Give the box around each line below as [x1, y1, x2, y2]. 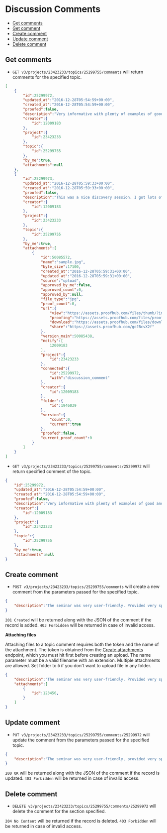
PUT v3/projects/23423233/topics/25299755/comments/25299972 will [12, 731, 150, 737]
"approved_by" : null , [40, 292, 83, 297]
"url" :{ [40, 306, 57, 311]
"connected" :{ [40, 366, 70, 371]
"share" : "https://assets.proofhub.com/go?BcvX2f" [49, 325, 155, 330]
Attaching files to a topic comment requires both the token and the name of [5, 641, 159, 647]
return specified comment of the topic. [12, 468, 92, 474]
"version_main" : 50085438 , [40, 334, 94, 339]
